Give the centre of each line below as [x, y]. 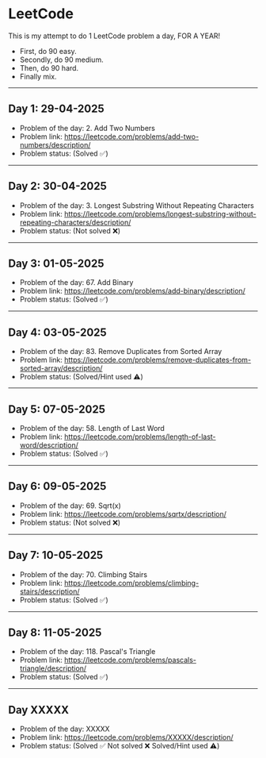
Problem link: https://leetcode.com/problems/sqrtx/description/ [123, 514]
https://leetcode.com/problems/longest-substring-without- [160, 214]
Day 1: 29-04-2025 [56, 109]
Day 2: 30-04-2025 [57, 186]
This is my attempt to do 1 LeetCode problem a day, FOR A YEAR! [114, 36]
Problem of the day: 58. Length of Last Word [92, 428]
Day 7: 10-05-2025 [56, 555]
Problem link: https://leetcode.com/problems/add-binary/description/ [132, 291]
